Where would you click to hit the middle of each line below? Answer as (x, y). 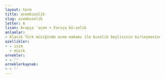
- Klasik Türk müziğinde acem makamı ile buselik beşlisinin (69, 37)
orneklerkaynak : (22, 64)
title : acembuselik (25, 14)
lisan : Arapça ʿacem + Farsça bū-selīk (46, 28)
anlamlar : (15, 32)
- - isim (14, 46)
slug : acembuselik (24, 19)
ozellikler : (17, 42)
